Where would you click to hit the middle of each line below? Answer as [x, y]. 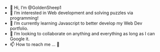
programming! [24, 18]
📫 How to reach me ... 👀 [35, 44]
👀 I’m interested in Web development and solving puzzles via [71, 13]
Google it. [20, 39]
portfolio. [19, 28]
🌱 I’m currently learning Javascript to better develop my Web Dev [76, 23]
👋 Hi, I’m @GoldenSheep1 [35, 8]
